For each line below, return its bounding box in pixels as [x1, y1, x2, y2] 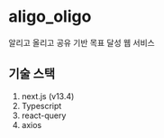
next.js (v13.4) [21, 90, 75, 101]
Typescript [21, 100, 62, 111]
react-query [21, 110, 67, 121]
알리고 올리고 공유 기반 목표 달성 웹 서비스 [8, 37, 155, 48]
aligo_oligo [8, 6, 92, 27]
